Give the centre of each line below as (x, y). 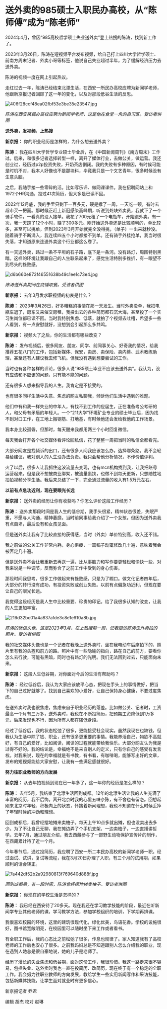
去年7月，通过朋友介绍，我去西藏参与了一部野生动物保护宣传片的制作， (86, 835)
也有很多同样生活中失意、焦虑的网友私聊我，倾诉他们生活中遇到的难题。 (79, 396)
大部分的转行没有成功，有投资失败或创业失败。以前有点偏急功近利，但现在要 (83, 585)
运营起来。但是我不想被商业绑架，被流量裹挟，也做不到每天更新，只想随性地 (83, 473)
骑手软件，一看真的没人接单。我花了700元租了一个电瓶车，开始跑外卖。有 (81, 216)
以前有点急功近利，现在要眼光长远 (40, 490)
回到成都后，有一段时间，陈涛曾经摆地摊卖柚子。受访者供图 (66, 884)
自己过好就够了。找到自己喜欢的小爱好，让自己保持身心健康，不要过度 (85, 690)
